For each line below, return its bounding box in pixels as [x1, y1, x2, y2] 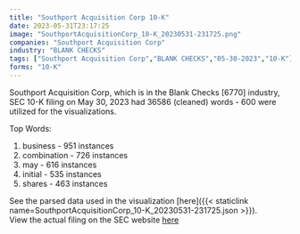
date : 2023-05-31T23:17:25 [9, 21, 110, 30]
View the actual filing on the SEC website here [9, 214, 179, 225]
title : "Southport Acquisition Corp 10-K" [9, 12, 170, 22]
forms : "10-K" [9, 63, 62, 72]
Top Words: [9, 123, 52, 133]
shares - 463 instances [21, 178, 108, 189]
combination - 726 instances [21, 149, 128, 160]
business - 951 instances [21, 140, 114, 151]
